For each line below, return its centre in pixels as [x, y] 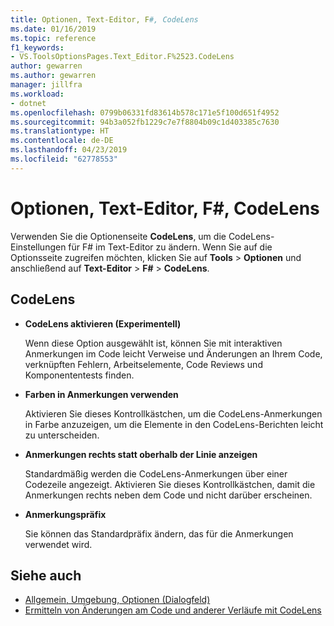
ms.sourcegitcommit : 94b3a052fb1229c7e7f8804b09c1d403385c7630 [145, 122]
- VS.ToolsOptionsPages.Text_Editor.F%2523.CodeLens [122, 57]
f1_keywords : [37, 47]
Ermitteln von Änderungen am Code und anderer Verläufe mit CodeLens [173, 610]
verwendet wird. [58, 544]
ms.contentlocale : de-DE [62, 141]
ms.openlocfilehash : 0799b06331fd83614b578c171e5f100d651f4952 [145, 112]
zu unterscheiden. [62, 435]
